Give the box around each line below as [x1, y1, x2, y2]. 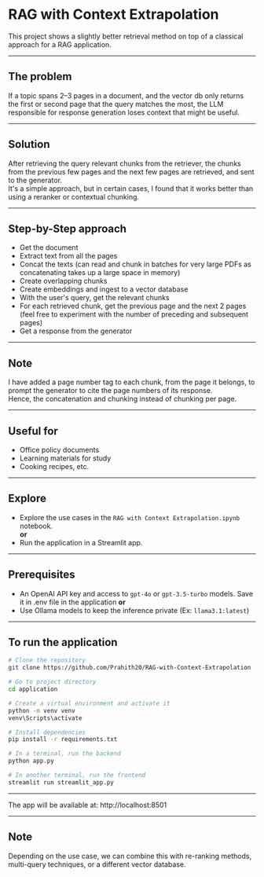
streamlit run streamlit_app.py [8, 778, 114, 787]
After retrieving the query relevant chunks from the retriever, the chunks [8, 159, 241, 168]
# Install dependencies [8, 728, 86, 736]
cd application [8, 685, 58, 693]
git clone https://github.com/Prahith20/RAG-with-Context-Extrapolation [8, 664, 251, 672]
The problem [8, 70, 72, 83]
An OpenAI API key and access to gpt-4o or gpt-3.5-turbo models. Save [19, 589, 254, 598]
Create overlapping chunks [19, 277, 108, 286]
